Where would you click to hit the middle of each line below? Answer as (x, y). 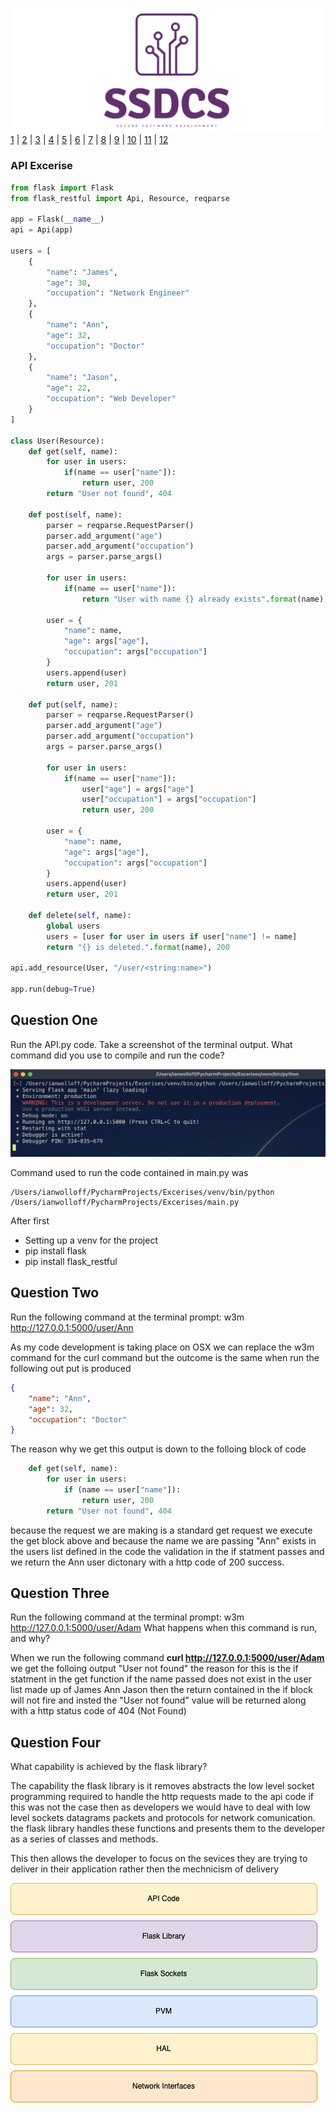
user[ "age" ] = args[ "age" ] (138, 789)
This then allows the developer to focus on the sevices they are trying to (159, 1859)
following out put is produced (71, 1368)
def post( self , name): (75, 514)
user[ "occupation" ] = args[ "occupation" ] (169, 799)
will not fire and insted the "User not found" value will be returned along (158, 1700)
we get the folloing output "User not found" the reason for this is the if (154, 1669)
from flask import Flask (62, 188)
